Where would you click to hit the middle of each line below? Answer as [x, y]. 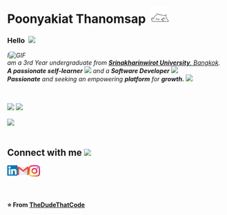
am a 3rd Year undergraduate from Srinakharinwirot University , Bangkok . [114, 63]
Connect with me [45, 153]
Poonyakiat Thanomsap [77, 19]
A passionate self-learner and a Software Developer [89, 71]
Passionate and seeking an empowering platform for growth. [96, 79]
